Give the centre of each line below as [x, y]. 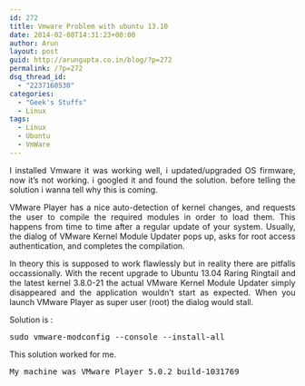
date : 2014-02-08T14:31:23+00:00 [73, 35]
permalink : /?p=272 [46, 69]
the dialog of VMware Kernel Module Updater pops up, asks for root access [152, 236]
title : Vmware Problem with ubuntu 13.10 [89, 26]
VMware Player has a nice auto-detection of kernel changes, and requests [152, 207]
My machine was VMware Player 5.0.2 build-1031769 [124, 371]
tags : [20, 119]
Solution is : [31, 320]
